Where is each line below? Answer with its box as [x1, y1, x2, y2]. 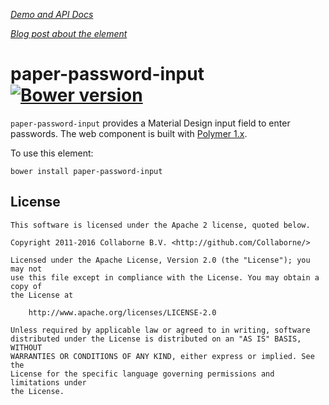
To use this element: [10, 147, 94, 159]
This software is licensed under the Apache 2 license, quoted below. [10, 220, 311, 230]
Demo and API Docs [10, 9, 94, 20]
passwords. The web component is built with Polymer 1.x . [10, 127, 248, 139]
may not [10, 264, 43, 274]
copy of [10, 281, 43, 291]
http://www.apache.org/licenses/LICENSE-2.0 [28, 307, 217, 318]
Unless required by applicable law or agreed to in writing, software [10, 325, 311, 335]
